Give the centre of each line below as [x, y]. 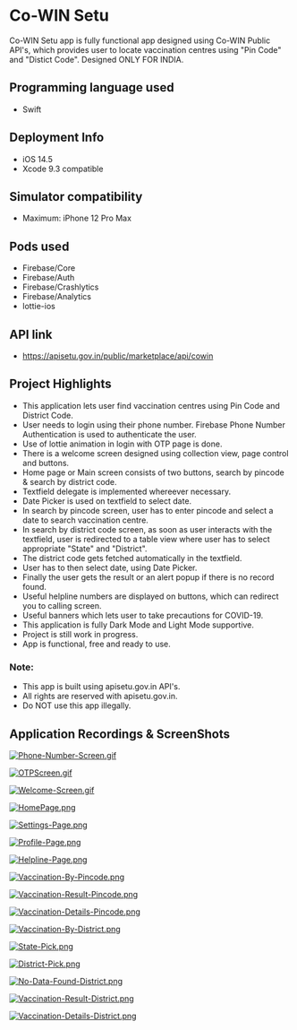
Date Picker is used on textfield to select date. [107, 501]
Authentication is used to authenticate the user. [109, 434]
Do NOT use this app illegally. [76, 705]
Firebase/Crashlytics [60, 287]
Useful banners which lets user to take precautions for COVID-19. [143, 615]
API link [31, 334]
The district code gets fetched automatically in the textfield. [132, 558]
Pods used [39, 246]
